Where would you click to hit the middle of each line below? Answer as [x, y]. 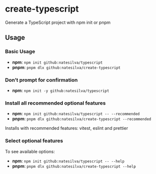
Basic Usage [20, 52]
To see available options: [30, 151]
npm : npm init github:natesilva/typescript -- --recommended [76, 114]
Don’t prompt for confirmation [41, 80]
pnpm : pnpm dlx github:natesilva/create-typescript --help [74, 166]
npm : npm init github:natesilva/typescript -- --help [68, 161]
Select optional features [34, 141]
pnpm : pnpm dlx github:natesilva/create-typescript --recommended [81, 119]
